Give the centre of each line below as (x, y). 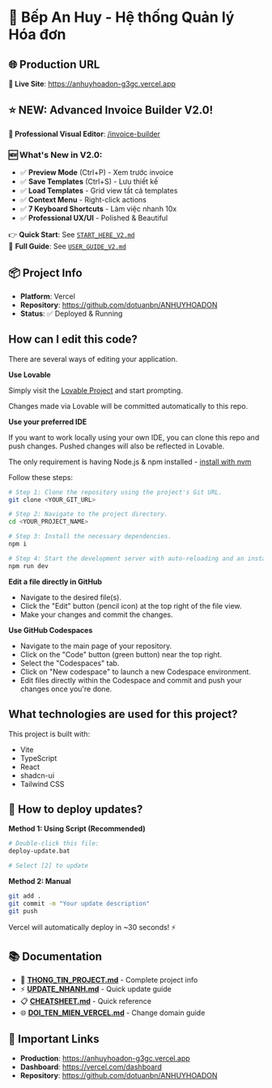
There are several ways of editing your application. (93, 359)
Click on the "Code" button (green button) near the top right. (121, 654)
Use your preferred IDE (48, 422)
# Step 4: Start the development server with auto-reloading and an (126, 559)
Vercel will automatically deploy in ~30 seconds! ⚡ (92, 927)
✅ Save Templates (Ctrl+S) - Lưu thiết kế (89, 181)
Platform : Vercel (47, 296)
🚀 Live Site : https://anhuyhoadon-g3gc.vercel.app (92, 84)
